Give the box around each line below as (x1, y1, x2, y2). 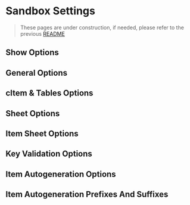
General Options (5, 67, 68, 78)
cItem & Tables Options (5, 88, 94, 98)
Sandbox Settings (5, 4, 96, 18)
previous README (20, 30, 65, 37)
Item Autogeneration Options (5, 169, 117, 179)
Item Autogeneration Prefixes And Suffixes (5, 190, 169, 200)
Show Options (5, 48, 59, 58)
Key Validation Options (5, 149, 93, 159)
